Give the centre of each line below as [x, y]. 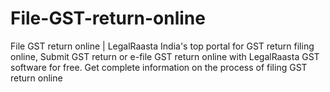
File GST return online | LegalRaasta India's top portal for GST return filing [162, 46]
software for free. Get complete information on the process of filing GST [159, 67]
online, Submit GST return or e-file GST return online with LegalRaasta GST [165, 56]
